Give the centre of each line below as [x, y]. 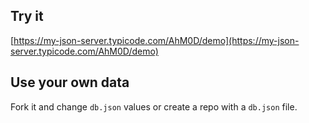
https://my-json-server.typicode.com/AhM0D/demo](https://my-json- [156, 40]
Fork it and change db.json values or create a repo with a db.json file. [154, 106]
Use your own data [70, 82]
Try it [27, 16]
